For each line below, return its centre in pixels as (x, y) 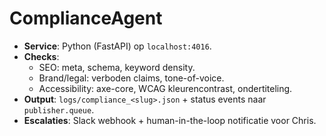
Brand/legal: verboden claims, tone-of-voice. (131, 78)
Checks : (41, 56)
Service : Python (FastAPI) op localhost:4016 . (117, 46)
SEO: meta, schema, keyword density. (117, 67)
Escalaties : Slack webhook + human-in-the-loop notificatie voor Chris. (170, 120)
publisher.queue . (59, 109)
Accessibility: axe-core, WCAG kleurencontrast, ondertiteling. (165, 88)
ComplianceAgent (86, 18)
